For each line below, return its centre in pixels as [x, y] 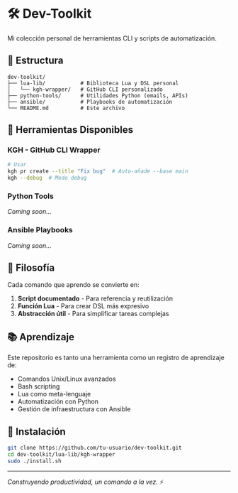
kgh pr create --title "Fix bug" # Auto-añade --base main [98, 171]
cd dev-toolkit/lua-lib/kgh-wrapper [61, 454]
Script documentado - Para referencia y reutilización [95, 298]
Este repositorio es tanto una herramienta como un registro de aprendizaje [116, 358]
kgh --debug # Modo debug [47, 178]
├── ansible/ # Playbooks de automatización [90, 102]
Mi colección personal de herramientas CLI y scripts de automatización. [112, 38]
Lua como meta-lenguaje [54, 394]
